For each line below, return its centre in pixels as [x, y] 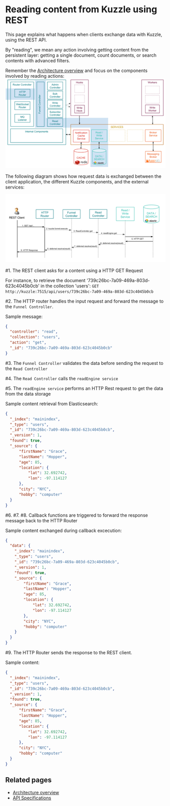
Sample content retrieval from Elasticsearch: [52, 404]
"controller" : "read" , [34, 332]
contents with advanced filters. [38, 60]
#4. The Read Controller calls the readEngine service [62, 378]
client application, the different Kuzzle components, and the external [77, 181]
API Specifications [32, 798]
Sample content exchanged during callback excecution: [64, 531]
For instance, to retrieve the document [45, 280]
